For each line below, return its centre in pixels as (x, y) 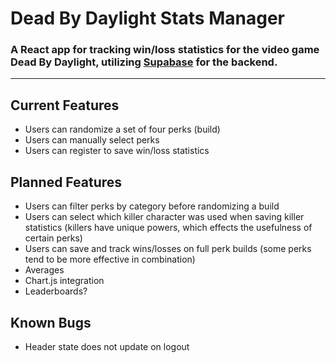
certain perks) (53, 238)
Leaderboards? (56, 291)
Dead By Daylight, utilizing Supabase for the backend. (144, 62)
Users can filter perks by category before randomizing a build (152, 206)
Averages (44, 270)
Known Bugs (51, 322)
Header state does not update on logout (107, 346)
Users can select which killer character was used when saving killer (164, 217)
